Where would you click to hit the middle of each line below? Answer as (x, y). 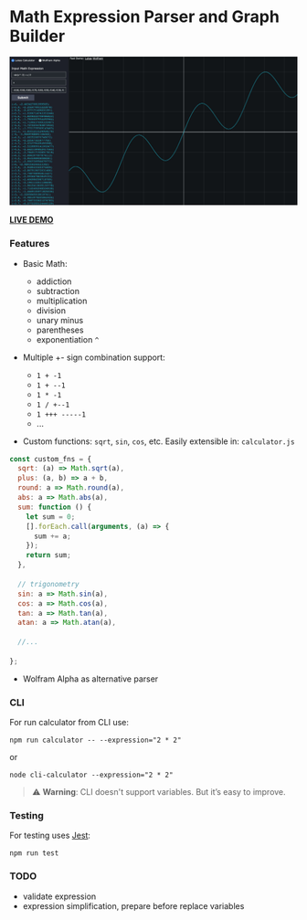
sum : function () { (55, 507)
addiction (54, 281)
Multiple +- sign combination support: (94, 357)
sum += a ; (52, 536)
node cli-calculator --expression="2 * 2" (91, 775)
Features (30, 244)
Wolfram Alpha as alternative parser (90, 679)
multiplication (62, 301)
